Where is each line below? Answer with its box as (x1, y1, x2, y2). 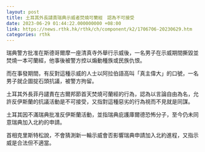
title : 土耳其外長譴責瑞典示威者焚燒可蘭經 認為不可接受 (6, 15, 135, 21)
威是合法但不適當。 (6, 139, 55, 147)
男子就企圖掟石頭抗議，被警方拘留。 (6, 78, 98, 85)
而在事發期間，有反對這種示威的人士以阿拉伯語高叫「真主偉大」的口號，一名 (6, 70, 199, 77)
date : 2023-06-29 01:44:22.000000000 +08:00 (6, 20, 121, 26)
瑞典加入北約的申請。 (11, 118, 65, 126)
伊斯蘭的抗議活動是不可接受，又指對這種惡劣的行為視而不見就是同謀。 (16, 98, 193, 106)
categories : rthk (6, 32, 51, 38)
